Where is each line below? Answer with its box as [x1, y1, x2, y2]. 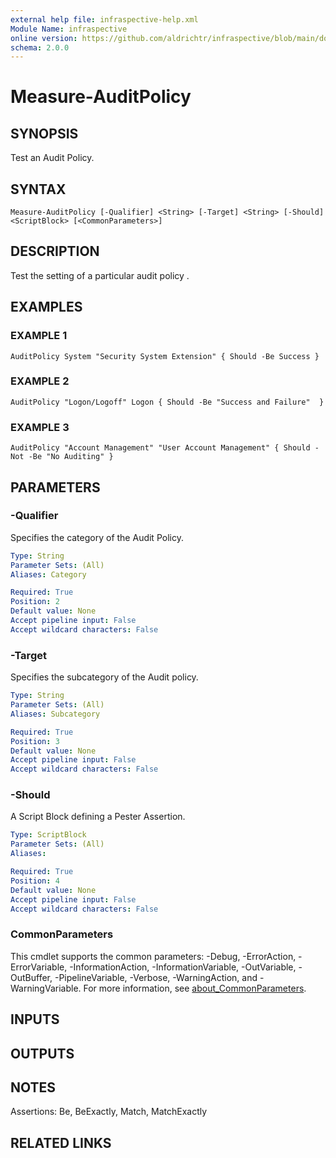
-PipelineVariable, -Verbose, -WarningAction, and [54, 971, 258, 983]
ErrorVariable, [10, 961, 68, 973]
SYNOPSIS [10, 125, 79, 142]
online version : [10, 33, 78, 43]
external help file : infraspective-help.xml [10, 14, 199, 25]
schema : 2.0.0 [10, 42, 70, 53]
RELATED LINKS [10, 1134, 112, 1151]
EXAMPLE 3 [10, 420, 70, 434]
